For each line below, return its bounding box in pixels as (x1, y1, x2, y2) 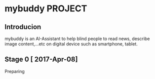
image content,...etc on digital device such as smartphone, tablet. (4, 41, 138, 47)
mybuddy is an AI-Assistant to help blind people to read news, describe (4, 36, 150, 41)
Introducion (4, 23, 41, 31)
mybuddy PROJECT (4, 3, 87, 14)
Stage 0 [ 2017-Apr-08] (4, 55, 78, 64)
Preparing (4, 68, 25, 74)
